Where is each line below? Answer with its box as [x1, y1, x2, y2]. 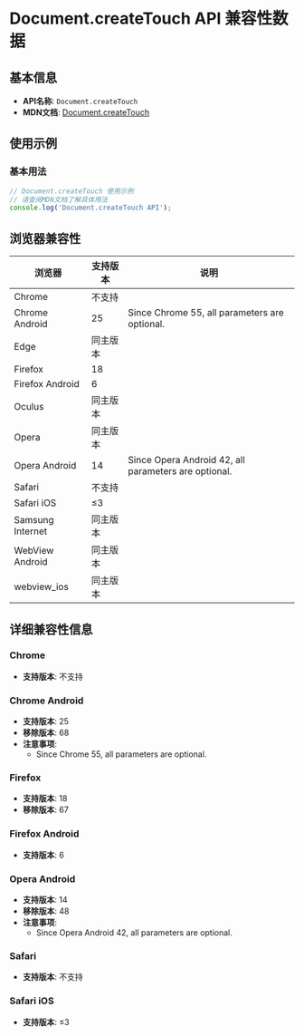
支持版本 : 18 [22, 793, 68, 804]
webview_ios [14, 581, 70, 594]
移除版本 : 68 [22, 727, 70, 739]
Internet [14, 525, 48, 537]
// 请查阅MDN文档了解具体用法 [9, 195, 109, 204]
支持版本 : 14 [22, 895, 68, 905]
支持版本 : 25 [22, 716, 70, 727]
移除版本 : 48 [22, 905, 70, 916]
